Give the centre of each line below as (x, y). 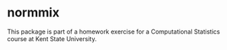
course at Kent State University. (52, 38)
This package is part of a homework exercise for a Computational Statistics (113, 32)
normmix (33, 13)
